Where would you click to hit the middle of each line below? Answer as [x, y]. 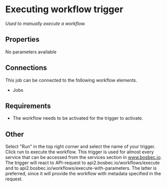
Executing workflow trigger [64, 9]
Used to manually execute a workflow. [46, 23]
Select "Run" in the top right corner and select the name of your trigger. [80, 147]
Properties [22, 39]
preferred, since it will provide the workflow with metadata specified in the [83, 174]
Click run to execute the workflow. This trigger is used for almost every [80, 152]
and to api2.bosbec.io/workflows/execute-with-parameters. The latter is [81, 168]
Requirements [28, 106]
